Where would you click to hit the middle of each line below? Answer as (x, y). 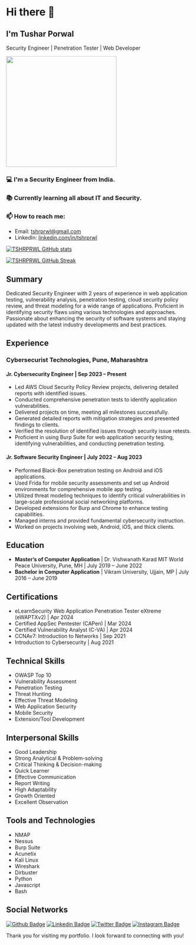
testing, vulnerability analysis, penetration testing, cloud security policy (92, 299)
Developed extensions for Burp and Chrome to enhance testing (91, 508)
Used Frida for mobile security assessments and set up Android (92, 483)
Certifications (32, 596)
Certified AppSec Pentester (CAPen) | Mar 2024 (73, 624)
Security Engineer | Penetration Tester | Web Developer (73, 48)
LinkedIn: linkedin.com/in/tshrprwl (56, 238)
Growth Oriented (35, 796)
